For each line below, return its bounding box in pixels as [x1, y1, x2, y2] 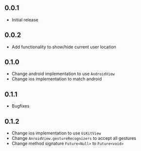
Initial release [11, 17, 38, 22]
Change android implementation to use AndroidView [11, 71, 115, 77]
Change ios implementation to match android [11, 76, 102, 82]
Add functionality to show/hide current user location [11, 44, 116, 50]
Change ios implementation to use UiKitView [11, 130, 101, 136]
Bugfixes [11, 103, 30, 109]
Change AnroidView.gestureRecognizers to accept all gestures [11, 135, 137, 141]
